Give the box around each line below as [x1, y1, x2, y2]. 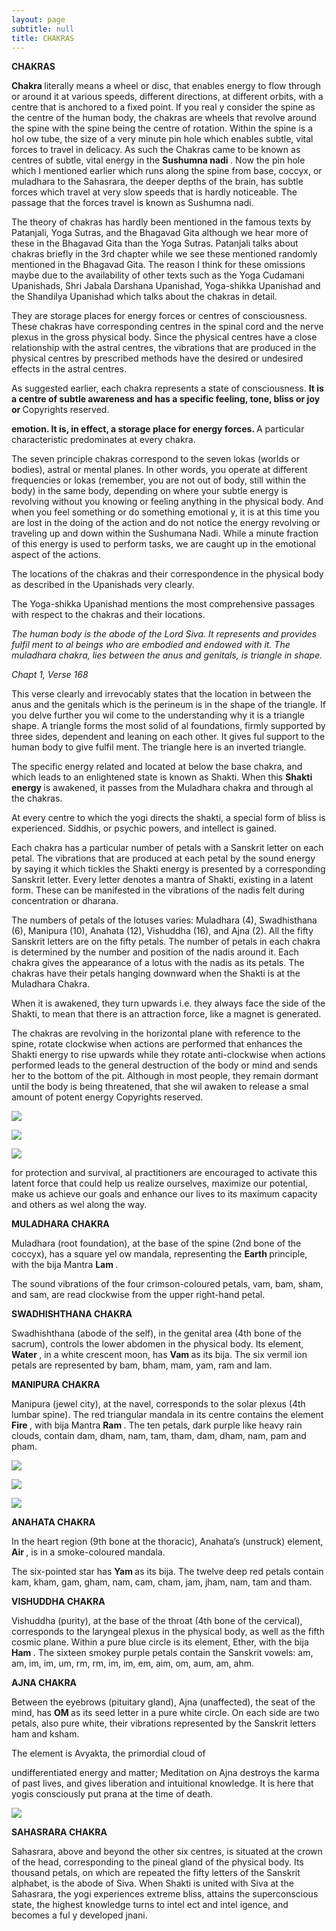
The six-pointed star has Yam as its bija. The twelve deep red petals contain [11, 1566, 324, 1578]
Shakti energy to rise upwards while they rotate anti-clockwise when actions [11, 1049, 326, 1061]
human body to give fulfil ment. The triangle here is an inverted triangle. [11, 741, 307, 753]
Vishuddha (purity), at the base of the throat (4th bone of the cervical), [11, 1615, 303, 1627]
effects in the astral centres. [11, 363, 127, 375]
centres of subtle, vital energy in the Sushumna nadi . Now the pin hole [11, 154, 306, 166]
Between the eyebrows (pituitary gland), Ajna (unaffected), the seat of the [11, 1696, 316, 1708]
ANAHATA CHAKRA [11, 1516, 96, 1528]
